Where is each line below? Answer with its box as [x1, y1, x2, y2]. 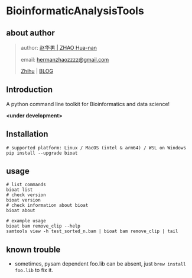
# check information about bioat [6, 203, 89, 209]
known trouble [6, 244, 61, 254]
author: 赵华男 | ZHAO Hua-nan [20, 44, 97, 51]
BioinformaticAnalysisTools [6, 4, 145, 18]
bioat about [6, 207, 35, 214]
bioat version [6, 197, 41, 203]
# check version [6, 192, 46, 198]
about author [6, 28, 55, 38]
